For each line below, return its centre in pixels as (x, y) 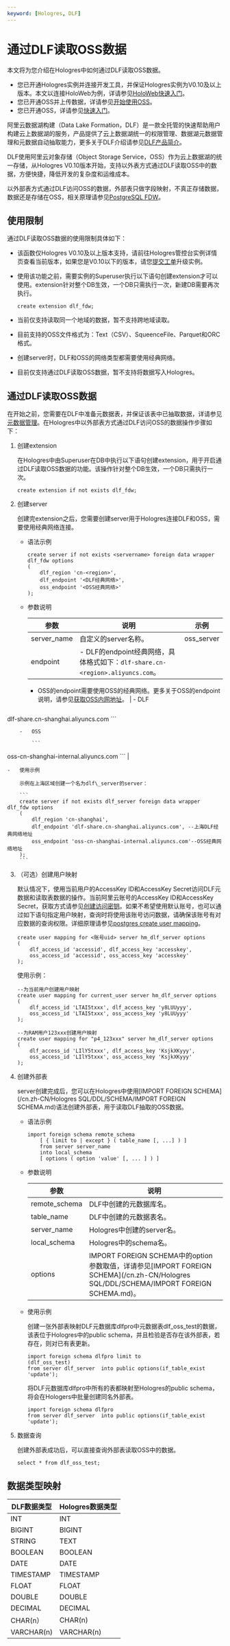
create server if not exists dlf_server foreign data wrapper (110, 802)
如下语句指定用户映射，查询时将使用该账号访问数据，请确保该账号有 (119, 915)
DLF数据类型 (32, 1507)
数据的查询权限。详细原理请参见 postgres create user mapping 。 (114, 924)
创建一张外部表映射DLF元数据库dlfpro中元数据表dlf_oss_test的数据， (124, 1327)
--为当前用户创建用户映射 (48, 990)
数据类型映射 (34, 1486)
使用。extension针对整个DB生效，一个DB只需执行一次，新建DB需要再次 (118, 285)
